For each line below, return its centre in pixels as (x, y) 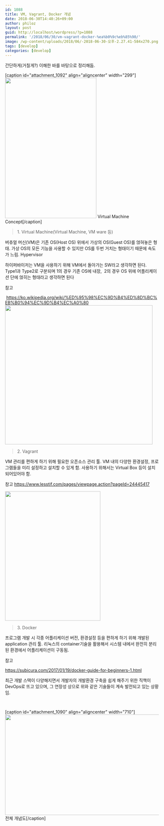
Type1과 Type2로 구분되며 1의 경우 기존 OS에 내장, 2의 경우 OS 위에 (71, 271)
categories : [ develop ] (28, 51)
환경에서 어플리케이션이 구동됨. (40, 650)
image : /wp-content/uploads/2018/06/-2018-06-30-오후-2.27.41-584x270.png (82, 42)
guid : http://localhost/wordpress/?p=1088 (49, 32)
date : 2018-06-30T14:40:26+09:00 (39, 19)
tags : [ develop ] (21, 46)
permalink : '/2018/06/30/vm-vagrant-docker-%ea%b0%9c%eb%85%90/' (73, 37)
